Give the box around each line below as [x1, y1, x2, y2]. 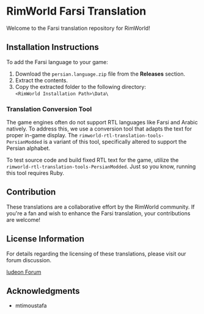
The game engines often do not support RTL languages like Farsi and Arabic [6, 119, 199, 126]
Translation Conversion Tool [6, 105, 92, 113]
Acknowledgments [6, 286, 81, 296]
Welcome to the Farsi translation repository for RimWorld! [6, 24, 151, 32]
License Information [6, 234, 84, 244]
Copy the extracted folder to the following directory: [15, 83, 147, 90]
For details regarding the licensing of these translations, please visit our [6, 250, 186, 257]
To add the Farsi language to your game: [6, 58, 109, 65]
